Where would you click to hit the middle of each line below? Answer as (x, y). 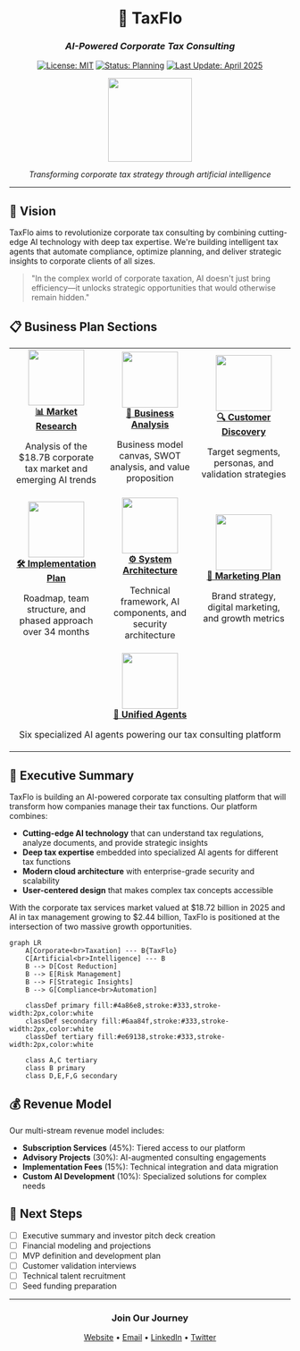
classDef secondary (62, 1021)
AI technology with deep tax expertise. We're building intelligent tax (154, 242)
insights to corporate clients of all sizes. (83, 261)
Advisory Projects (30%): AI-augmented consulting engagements (144, 1157)
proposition (150, 477)
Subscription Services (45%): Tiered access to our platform (133, 1147)
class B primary (56, 1068)
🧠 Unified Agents (150, 714)
